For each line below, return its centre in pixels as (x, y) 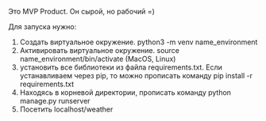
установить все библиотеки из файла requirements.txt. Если (121, 67)
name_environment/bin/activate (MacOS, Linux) (98, 59)
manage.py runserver (55, 101)
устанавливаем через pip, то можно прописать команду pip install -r (136, 76)
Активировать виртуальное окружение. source (100, 50)
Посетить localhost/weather (66, 109)
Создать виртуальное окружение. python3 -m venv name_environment (139, 42)
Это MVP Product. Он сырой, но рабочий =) (81, 11)
